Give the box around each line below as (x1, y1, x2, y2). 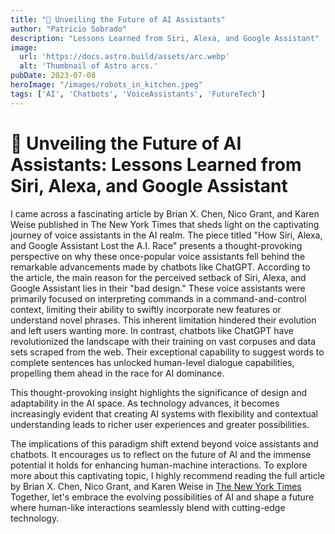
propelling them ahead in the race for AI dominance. (10, 367, 225, 379)
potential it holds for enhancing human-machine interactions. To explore (10, 459, 308, 471)
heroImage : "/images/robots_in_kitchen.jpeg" (10, 80, 203, 90)
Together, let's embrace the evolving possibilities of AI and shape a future (10, 491, 315, 503)
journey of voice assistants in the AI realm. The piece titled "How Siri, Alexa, (10, 229, 323, 241)
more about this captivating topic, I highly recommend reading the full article (10, 469, 326, 481)
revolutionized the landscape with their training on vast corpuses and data (10, 335, 317, 347)
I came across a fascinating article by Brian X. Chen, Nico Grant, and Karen (10, 207, 320, 220)
